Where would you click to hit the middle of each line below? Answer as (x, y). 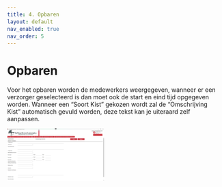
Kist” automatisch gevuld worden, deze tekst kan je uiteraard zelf (99, 112)
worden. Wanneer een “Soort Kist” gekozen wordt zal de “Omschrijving (108, 104)
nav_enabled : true (33, 29)
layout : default (30, 22)
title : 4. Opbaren (33, 14)
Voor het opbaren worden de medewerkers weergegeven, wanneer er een (112, 90)
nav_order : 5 (26, 36)
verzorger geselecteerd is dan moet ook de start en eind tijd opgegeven (108, 97)
